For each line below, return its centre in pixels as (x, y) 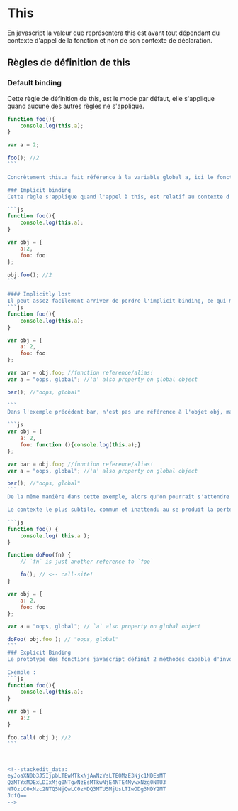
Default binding (35, 83)
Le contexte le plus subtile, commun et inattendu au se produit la (110, 510)
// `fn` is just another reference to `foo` (87, 562)
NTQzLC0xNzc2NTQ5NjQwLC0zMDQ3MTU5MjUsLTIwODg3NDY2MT (87, 789)
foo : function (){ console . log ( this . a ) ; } (80, 445)
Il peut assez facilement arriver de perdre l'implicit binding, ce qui (117, 301)
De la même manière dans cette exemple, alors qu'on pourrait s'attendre (119, 497)
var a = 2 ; (23, 145)
